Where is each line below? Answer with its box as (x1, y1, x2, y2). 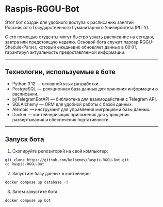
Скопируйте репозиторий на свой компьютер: (12, 148, 108, 154)
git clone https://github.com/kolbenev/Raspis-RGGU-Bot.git (5, 157, 130, 163)
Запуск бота (5, 135, 45, 144)
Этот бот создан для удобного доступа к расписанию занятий (5, 19, 134, 25)
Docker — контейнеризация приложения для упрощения (12, 111, 130, 117)
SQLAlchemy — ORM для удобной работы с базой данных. (12, 101, 133, 107)
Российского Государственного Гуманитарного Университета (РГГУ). (5, 24, 149, 30)
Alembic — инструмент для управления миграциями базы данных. (12, 106, 151, 112)
